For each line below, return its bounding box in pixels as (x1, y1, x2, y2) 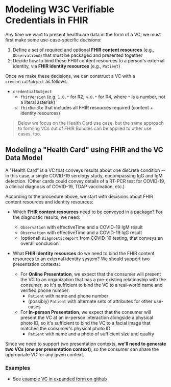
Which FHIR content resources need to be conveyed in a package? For (12, 209, 163, 215)
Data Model (5, 153, 43, 162)
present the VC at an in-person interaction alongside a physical (20, 314, 153, 321)
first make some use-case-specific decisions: (5, 37, 102, 43)
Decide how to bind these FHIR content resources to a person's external (12, 57, 165, 63)
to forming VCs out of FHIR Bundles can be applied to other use (17, 125, 152, 131)
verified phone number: (20, 287, 70, 293)
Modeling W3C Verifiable (5, 4, 115, 15)
